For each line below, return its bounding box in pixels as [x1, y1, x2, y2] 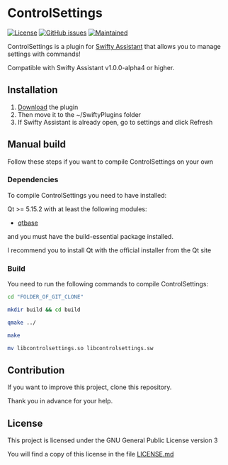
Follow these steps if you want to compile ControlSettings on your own [7, 157, 214, 166]
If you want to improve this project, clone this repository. [7, 383, 172, 391]
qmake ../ [7, 319, 37, 326]
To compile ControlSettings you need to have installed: [7, 191, 167, 199]
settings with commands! [7, 50, 81, 58]
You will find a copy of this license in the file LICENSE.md [7, 450, 174, 459]
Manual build [7, 138, 66, 150]
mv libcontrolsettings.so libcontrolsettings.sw [7, 344, 154, 352]
